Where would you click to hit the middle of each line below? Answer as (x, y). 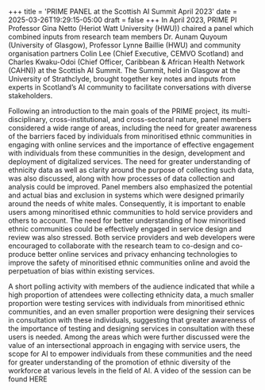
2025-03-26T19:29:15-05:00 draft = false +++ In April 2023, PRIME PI (123, 20)
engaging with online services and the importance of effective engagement (131, 145)
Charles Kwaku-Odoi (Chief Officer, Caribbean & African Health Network (127, 62)
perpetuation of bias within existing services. (82, 271)
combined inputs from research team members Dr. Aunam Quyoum (118, 36)
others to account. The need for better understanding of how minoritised (127, 220)
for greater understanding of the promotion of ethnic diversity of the (120, 362)
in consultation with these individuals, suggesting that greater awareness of (132, 320)
